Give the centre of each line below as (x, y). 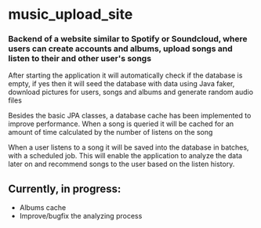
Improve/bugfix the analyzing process (81, 216)
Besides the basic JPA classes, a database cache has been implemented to (130, 116)
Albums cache (43, 208)
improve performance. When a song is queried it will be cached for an (121, 124)
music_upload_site (71, 14)
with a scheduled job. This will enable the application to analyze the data (125, 156)
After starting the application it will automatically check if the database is (125, 75)
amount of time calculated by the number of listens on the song (111, 132)
